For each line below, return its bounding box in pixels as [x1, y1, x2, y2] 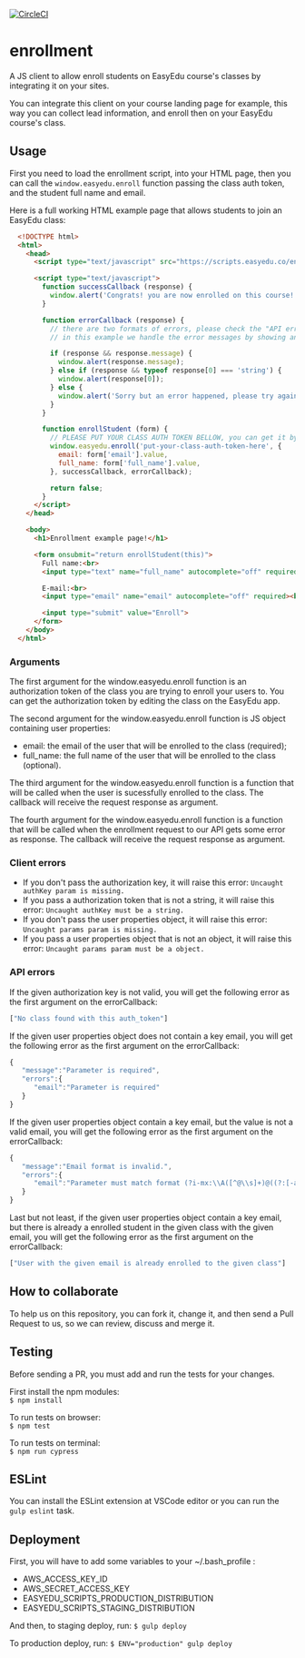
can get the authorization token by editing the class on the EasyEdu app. [9, 696, 280, 707]
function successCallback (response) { [42, 282, 193, 291]
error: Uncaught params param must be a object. [22, 943, 205, 954]
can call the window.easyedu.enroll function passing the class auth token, [9, 178, 285, 188]
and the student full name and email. [9, 187, 146, 198]
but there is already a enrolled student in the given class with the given [9, 1222, 274, 1233]
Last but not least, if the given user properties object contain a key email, [9, 1212, 282, 1224]
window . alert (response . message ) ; [57, 358, 184, 367]
